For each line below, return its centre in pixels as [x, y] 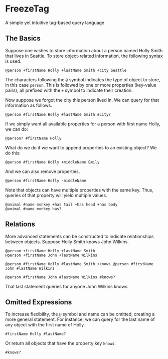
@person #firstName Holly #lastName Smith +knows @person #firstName [79, 264]
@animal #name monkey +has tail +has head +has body [61, 204]
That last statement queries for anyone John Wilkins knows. [67, 286]
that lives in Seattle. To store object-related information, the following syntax [84, 56]
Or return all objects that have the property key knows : [61, 343]
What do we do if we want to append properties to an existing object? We [81, 147]
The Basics [23, 38]
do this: [13, 153]
